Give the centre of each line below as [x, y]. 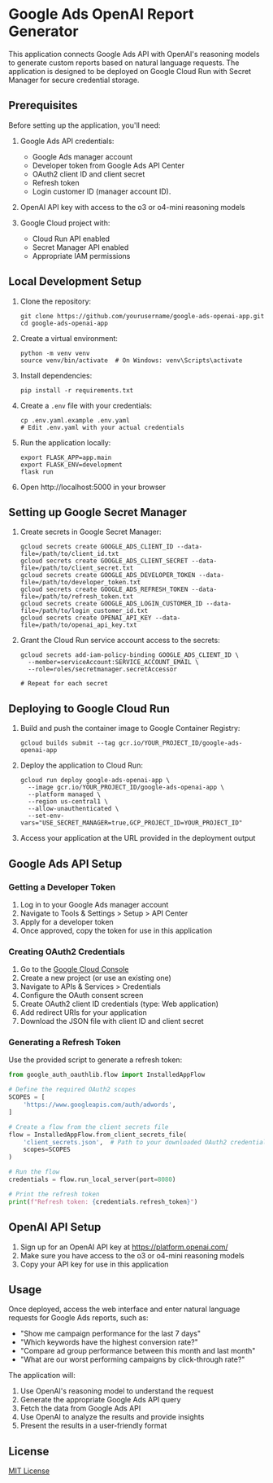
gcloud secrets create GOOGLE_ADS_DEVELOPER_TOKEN [108, 575]
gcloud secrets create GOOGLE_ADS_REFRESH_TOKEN [104, 590]
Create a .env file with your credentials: [86, 405]
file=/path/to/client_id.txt [69, 554]
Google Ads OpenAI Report [101, 14]
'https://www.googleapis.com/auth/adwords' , [100, 1105]
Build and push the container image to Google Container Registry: [130, 728]
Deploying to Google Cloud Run [89, 709]
